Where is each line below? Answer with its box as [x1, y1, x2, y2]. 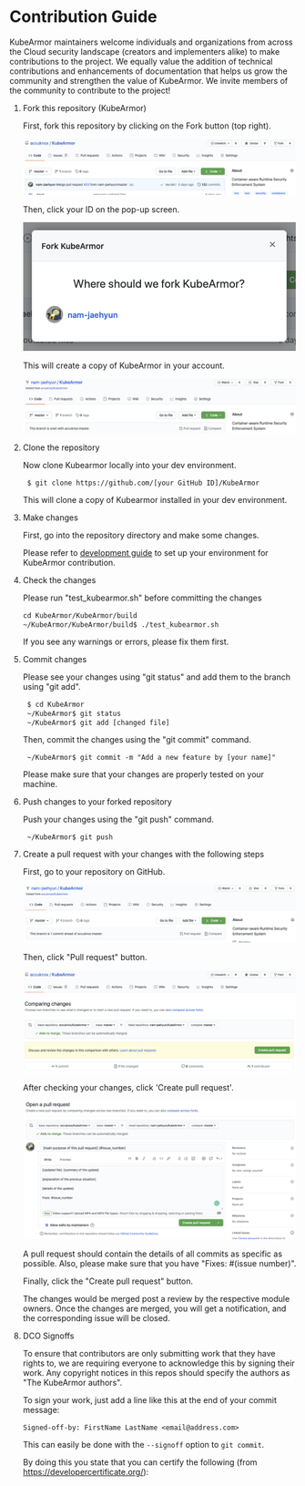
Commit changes [22, 653, 87, 664]
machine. [22, 778, 58, 789]
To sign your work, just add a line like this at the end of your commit [22, 1394, 278, 1405]
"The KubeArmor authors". [22, 1377, 123, 1388]
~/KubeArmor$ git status [26, 709, 121, 718]
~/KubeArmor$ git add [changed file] [26, 718, 170, 727]
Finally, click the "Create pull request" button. [22, 1276, 194, 1286]
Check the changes [22, 574, 97, 585]
